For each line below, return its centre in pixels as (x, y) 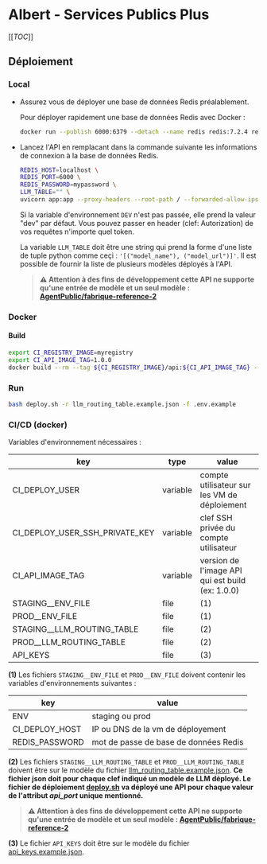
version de (220, 561)
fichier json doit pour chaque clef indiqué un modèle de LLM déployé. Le (130, 779)
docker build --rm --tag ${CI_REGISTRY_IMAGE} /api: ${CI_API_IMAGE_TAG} (129, 368)
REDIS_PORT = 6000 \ (50, 177)
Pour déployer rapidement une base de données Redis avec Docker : (132, 117)
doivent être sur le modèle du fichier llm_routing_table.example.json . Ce (126, 770)
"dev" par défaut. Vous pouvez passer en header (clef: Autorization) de (137, 223)
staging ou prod (121, 716)
